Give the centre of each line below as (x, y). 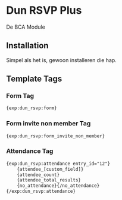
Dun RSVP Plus (44, 10)
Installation (27, 46)
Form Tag (20, 96)
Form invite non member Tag (49, 124)
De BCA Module (26, 27)
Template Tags (34, 79)
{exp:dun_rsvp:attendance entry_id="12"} (58, 164)
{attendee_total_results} (49, 180)
